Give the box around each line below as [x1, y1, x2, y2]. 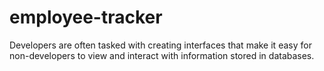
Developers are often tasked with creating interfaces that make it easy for [9, 39, 312, 51]
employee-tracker [9, 6, 163, 29]
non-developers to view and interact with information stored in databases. [9, 49, 315, 61]
